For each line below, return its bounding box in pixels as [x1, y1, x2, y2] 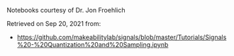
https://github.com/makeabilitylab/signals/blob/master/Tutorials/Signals [16, 33, 227, 41]
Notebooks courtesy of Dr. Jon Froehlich [6, 6, 126, 14]
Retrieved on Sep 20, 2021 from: [6, 20, 101, 27]
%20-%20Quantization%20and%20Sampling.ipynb [16, 41, 169, 48]
